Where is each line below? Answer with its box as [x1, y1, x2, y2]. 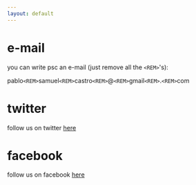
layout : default [7, 10, 54, 17]
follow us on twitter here [7, 123, 77, 132]
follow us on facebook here [7, 170, 85, 179]
